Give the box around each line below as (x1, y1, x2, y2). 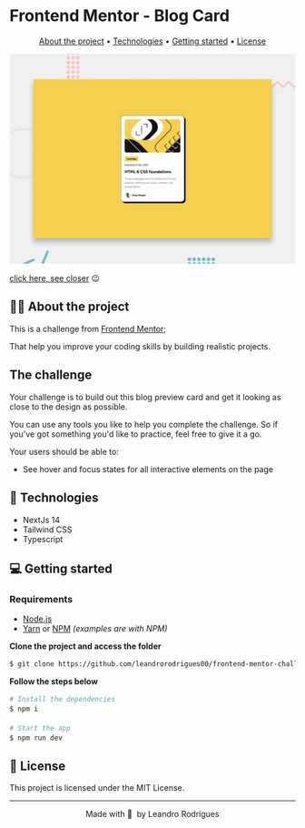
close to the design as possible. (9, 401, 128, 412)
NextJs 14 (22, 514, 61, 525)
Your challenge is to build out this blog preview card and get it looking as (9, 391, 281, 402)
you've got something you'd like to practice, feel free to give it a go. (9, 429, 262, 439)
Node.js (22, 613, 53, 624)
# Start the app (9, 723, 71, 732)
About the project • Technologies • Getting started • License (39, 35, 266, 46)
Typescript (22, 533, 64, 544)
